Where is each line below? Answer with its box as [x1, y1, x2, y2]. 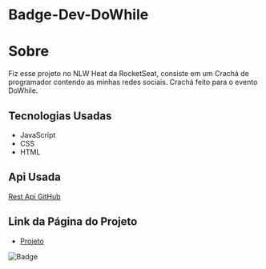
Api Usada [8, 171, 62, 184]
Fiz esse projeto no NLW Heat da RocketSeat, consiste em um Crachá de [8, 69, 250, 78]
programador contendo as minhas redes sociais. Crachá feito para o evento [8, 78, 258, 87]
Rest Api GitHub [8, 191, 62, 201]
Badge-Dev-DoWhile [8, 6, 149, 24]
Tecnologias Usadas [8, 109, 112, 122]
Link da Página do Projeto [8, 215, 138, 229]
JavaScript [19, 130, 56, 139]
